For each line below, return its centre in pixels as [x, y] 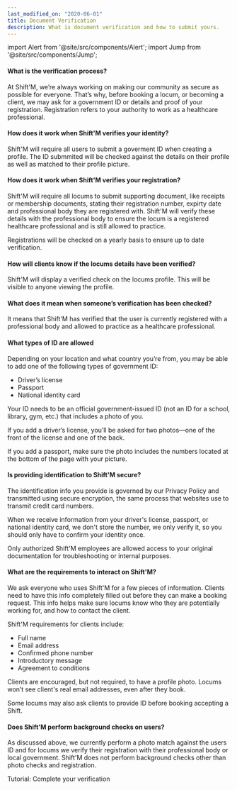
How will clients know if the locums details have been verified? [102, 264]
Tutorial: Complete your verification [59, 779]
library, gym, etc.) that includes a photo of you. [75, 416]
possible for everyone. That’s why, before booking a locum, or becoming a [116, 94]
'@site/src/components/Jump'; [52, 55]
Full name [32, 638]
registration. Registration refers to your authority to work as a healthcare [112, 109]
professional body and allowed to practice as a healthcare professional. [111, 326]
